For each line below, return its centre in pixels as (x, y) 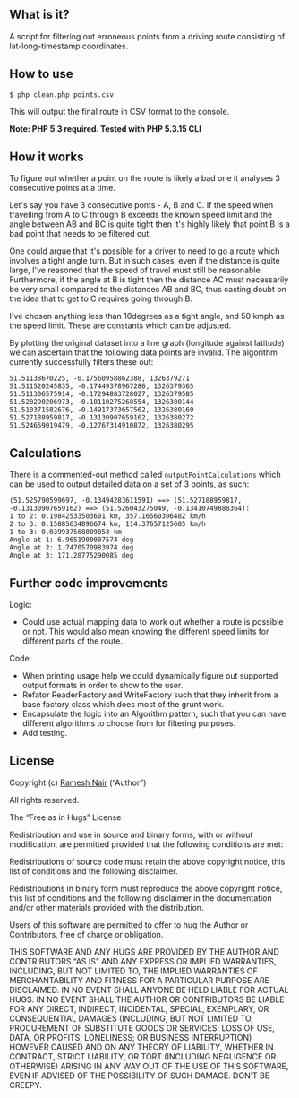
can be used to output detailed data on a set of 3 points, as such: (129, 484)
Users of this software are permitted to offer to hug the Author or (129, 925)
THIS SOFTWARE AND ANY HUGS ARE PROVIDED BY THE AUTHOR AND (145, 951)
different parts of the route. (72, 641)
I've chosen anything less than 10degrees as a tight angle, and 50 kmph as (147, 316)
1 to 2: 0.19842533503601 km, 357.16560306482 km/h (107, 516)
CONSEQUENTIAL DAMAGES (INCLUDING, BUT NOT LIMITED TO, (131, 1018)
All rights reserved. (44, 800)
